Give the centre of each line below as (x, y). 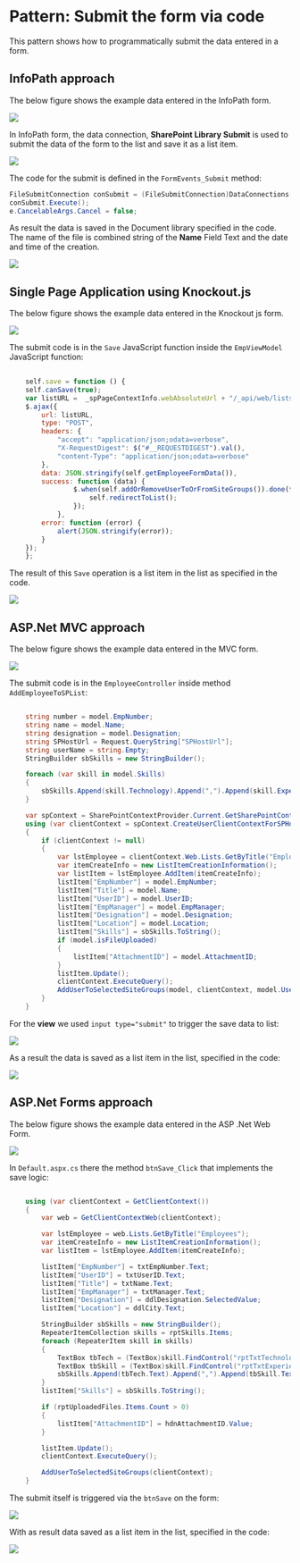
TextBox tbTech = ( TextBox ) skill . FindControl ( (145, 1357)
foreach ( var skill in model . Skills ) (96, 775)
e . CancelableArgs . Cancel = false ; (74, 211)
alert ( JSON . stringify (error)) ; (115, 531)
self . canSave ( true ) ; (63, 390)
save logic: (29, 1177)
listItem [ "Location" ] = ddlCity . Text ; (113, 1308)
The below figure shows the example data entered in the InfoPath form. (140, 100)
